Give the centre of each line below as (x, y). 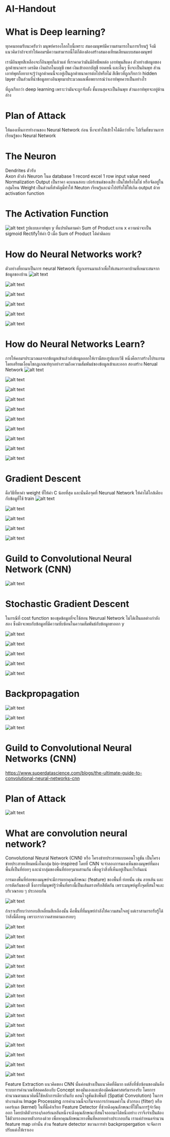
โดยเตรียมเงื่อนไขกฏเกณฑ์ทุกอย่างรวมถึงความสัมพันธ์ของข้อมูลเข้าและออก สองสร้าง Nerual (81, 364)
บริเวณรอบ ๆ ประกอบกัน (26, 891)
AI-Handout (30, 9)
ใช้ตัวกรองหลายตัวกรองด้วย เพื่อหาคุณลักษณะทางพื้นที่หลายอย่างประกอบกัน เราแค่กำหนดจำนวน (84, 1118)
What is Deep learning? (55, 32)
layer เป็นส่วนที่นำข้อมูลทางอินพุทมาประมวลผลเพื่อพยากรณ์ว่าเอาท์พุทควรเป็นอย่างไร (76, 79)
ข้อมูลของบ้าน (16, 274)
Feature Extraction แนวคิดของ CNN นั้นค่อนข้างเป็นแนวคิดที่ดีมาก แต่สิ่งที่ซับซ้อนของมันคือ (85, 1084)
